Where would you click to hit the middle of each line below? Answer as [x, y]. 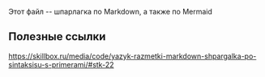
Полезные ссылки [57, 36]
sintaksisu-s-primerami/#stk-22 [61, 64]
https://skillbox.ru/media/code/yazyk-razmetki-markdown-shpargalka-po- [132, 56]
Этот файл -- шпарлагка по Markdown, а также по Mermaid [111, 12]
